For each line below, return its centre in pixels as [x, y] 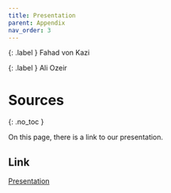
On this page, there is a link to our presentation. [86, 137]
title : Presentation [42, 15]
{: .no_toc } [26, 122]
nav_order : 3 [30, 30]
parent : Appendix [37, 23]
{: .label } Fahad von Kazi [49, 53]
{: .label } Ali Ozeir [38, 68]
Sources [36, 100]
